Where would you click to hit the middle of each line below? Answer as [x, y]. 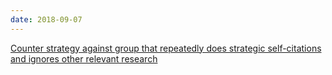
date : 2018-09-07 [46, 19]
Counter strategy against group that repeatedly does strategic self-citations [166, 48]
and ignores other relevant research [84, 58]
